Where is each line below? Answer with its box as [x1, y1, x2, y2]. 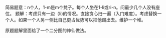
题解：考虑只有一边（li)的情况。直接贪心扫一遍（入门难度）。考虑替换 [15, 10, 157, 16]
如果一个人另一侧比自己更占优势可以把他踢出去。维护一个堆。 [18, 17, 146, 22]
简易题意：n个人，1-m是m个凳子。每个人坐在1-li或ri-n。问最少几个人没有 [5, 4, 156, 10]
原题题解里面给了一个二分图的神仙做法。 [5, 27, 89, 33]
